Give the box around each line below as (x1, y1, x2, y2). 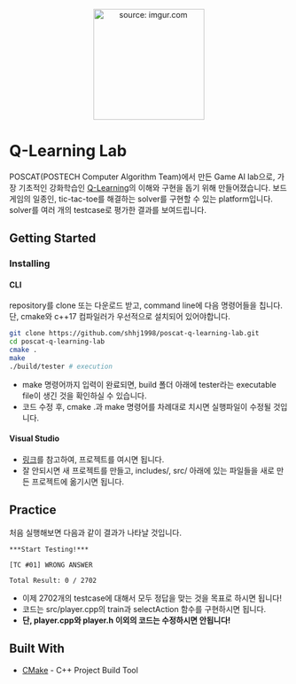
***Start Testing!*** (9, 545, 90, 554)
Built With (9, 641, 65, 656)
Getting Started (9, 231, 97, 246)
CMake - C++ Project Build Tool (21, 664, 139, 675)
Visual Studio (9, 433, 60, 444)
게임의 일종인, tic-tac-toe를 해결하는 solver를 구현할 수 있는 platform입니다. (9, 193, 273, 204)
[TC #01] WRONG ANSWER (9, 560, 93, 570)
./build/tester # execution (9, 362, 113, 371)
